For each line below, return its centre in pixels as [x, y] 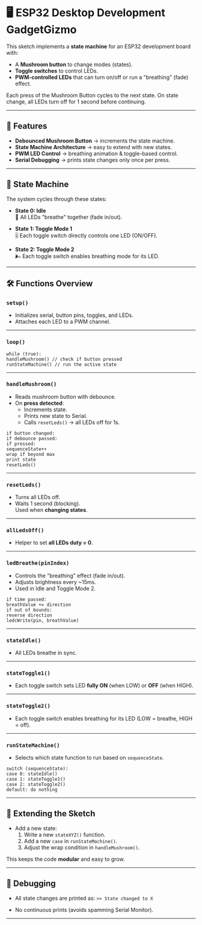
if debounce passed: [32, 438]
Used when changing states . [51, 510]
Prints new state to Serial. [56, 416]
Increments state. [45, 409]
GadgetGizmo [41, 30]
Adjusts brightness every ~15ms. [55, 582]
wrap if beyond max [31, 454]
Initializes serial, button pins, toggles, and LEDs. [74, 315]
